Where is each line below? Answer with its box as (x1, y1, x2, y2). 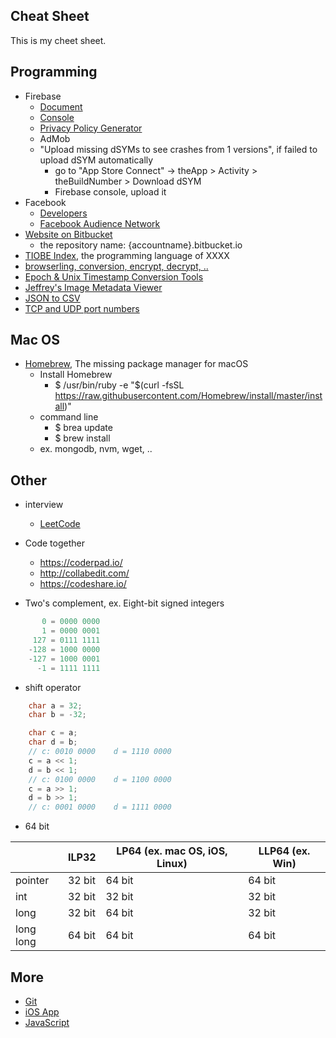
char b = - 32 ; (28, 710, 87, 720)
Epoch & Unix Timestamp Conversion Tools (24, 270, 204, 283)
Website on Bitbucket (24, 228, 113, 240)
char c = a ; (28, 728, 78, 738)
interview (24, 499, 64, 511)
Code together (24, 537, 85, 549)
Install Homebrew (39, 369, 113, 381)
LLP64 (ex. (258, 844, 311, 858)
